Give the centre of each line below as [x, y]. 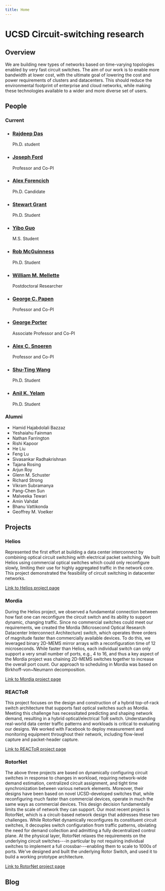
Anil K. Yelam [29, 393]
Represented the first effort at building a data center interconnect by [74, 552]
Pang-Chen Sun [29, 491]
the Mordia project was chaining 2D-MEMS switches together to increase [80, 659]
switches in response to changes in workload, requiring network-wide [76, 778]
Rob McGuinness [33, 251]
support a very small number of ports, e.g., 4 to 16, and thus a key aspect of [82, 653]
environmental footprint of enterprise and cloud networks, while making [78, 85]
